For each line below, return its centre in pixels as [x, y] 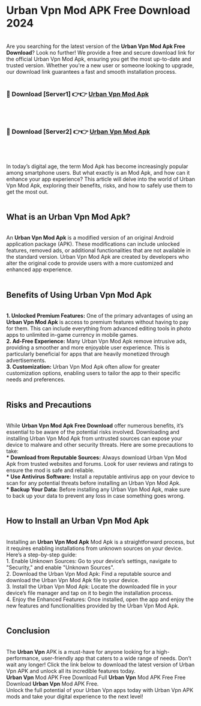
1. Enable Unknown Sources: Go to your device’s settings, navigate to [91, 561]
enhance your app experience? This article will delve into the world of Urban [101, 179]
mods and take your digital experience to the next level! [75, 696]
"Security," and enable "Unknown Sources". [60, 567]
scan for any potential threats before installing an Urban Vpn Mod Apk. [94, 483]
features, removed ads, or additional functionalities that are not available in [98, 250]
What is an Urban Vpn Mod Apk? [68, 217]
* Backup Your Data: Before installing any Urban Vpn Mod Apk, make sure [98, 489]
